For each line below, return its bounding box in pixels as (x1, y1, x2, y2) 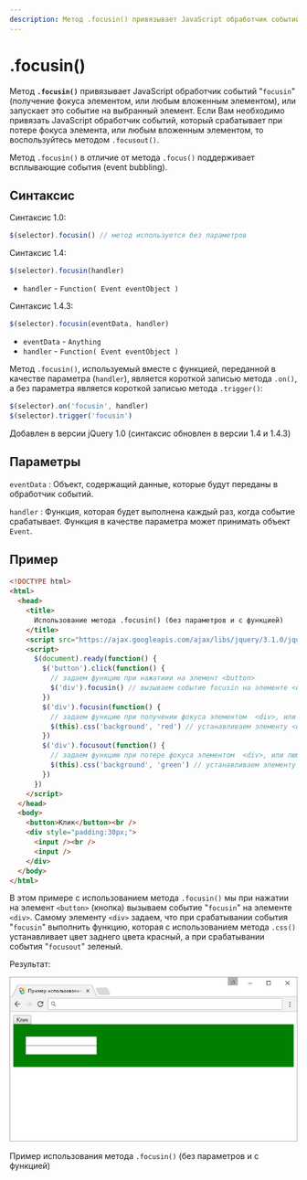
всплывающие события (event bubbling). (9, 161, 168, 173)
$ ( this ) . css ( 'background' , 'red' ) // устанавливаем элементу (49, 722, 288, 731)
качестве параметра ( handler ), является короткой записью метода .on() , (9, 373, 298, 384)
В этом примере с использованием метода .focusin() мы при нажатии (9, 892, 290, 904)
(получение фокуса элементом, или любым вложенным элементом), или (9, 95, 297, 106)
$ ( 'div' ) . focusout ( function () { (42, 741, 166, 750)
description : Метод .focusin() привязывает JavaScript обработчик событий (9, 15, 301, 24)
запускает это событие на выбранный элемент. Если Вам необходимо (9, 105, 285, 116)
